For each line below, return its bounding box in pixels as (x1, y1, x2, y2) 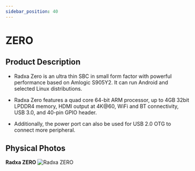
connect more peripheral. (13, 126, 76, 134)
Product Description (5, 57, 81, 67)
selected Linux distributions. (13, 85, 83, 92)
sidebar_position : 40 (5, 8, 59, 15)
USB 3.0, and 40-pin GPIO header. (13, 109, 97, 116)
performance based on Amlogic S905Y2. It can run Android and (13, 78, 168, 85)
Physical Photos (5, 143, 66, 153)
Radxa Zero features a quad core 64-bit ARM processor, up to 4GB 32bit (13, 96, 190, 103)
